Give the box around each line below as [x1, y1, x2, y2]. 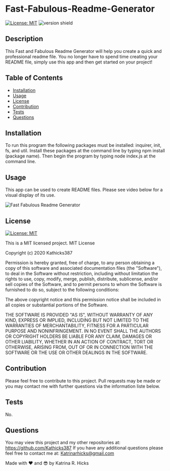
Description [5, 35, 43, 43]
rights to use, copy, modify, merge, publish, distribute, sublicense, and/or [5, 276, 158, 282]
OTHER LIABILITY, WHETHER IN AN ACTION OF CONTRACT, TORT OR [5, 339, 153, 344]
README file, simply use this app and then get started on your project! [5, 59, 153, 65]
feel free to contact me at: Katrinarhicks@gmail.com [5, 450, 114, 456]
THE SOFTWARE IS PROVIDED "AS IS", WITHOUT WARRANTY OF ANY [5, 312, 153, 318]
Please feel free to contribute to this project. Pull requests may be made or [5, 378, 161, 384]
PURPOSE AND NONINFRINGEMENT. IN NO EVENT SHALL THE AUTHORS [5, 328, 161, 334]
